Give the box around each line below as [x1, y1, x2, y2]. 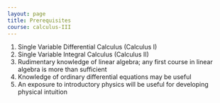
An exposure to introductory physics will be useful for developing [17, 80, 209, 89]
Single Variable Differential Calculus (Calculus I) [17, 43, 158, 51]
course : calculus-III [7, 23, 72, 30]
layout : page [7, 10, 46, 18]
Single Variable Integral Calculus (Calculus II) [17, 50, 149, 59]
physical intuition [17, 87, 67, 96]
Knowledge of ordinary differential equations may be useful [17, 73, 192, 81]
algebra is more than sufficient [17, 65, 108, 74]
